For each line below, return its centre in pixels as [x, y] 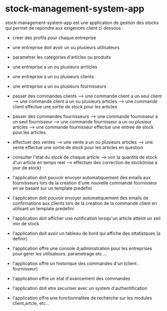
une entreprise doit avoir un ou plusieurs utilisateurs [66, 47]
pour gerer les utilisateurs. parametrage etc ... [60, 253]
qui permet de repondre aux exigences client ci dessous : [64, 28]
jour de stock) [27, 168]
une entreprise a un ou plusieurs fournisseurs [59, 86]
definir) [20, 238]
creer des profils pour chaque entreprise [54, 38]
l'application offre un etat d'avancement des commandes [71, 278]
